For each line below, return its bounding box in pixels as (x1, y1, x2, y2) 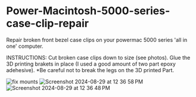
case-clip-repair (6, 17, 89, 30)
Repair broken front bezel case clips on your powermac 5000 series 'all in (6, 36, 188, 43)
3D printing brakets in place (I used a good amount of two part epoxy (6, 60, 176, 67)
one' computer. (6, 43, 43, 50)
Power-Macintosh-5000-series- (6, 4, 170, 18)
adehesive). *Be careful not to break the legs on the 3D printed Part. (6, 66, 175, 73)
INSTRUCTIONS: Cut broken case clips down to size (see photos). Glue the (6, 54, 191, 61)
